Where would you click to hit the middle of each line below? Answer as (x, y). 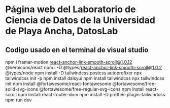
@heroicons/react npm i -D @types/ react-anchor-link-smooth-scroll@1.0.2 (84, 67)
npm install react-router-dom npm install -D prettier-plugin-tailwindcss (91, 94)
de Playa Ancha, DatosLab (62, 31)
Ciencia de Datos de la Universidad (80, 20)
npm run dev (19, 100)
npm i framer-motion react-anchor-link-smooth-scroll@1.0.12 (69, 62)
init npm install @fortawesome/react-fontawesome (58, 84)
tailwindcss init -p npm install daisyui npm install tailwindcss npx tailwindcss (85, 78)
